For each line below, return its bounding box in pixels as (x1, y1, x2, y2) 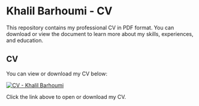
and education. (6, 37, 44, 44)
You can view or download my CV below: (6, 70, 108, 77)
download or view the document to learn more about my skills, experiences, (6, 30, 194, 37)
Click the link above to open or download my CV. (6, 93, 126, 100)
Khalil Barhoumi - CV (6, 4, 113, 18)
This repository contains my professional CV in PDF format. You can (6, 24, 174, 31)
